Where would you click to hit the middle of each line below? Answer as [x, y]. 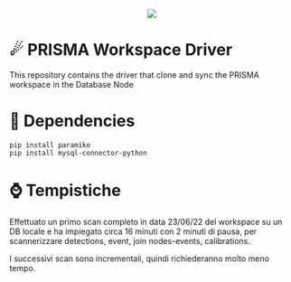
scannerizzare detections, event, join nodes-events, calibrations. [130, 240]
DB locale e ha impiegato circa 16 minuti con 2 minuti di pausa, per [133, 231]
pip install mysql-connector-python [78, 153]
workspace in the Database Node [71, 84]
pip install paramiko [50, 145]
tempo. [23, 268]
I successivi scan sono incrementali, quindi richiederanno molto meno [139, 258]
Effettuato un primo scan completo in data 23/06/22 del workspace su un [146, 221]
